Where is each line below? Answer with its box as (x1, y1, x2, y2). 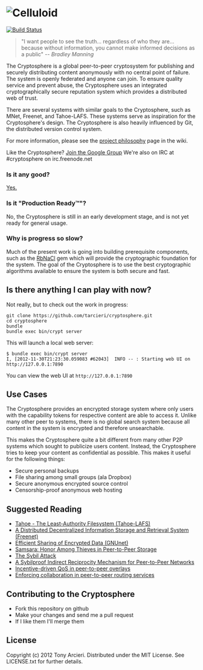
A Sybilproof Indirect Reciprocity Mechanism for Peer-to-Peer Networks (14, 559, 195, 566)
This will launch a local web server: (6, 339, 94, 346)
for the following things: (6, 456, 65, 463)
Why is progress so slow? (6, 234, 83, 243)
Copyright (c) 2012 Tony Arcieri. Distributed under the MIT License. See (6, 651, 185, 659)
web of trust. (6, 94, 38, 101)
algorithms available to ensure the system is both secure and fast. (6, 267, 170, 274)
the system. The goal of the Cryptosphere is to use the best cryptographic (6, 260, 192, 268)
